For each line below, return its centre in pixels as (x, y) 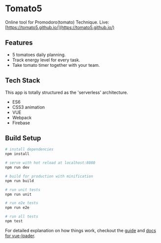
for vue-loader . (20, 236)
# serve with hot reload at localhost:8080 (50, 163)
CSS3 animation (28, 107)
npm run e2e (17, 208)
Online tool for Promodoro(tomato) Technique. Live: (57, 22)
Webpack (22, 117)
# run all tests (22, 216)
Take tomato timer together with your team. (56, 65)
